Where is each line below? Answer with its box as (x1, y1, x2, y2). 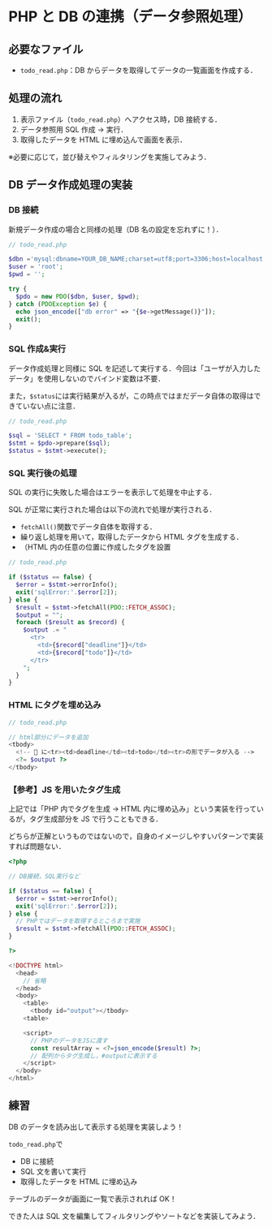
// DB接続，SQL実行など (8, 873, 80, 881)
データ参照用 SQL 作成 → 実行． (19, 124, 128, 134)
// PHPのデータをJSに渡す (29, 1036, 108, 1045)
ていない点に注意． (15, 401, 80, 411)
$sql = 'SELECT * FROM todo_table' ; (8, 432, 132, 440)
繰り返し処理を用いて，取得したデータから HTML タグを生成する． (19, 532, 244, 542)
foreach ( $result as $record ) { (15, 618, 126, 627)
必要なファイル (8, 42, 84, 56)
